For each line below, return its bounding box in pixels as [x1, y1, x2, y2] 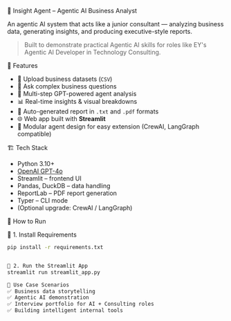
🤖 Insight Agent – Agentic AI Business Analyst [7, 7, 137, 15]
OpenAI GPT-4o [17, 167, 64, 175]
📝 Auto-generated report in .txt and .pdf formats [17, 107, 159, 116]
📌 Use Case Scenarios [7, 281, 70, 288]
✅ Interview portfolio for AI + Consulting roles [7, 301, 154, 308]
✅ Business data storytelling [7, 288, 95, 295]
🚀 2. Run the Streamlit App [7, 262, 89, 269]
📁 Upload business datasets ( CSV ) [17, 75, 113, 83]
